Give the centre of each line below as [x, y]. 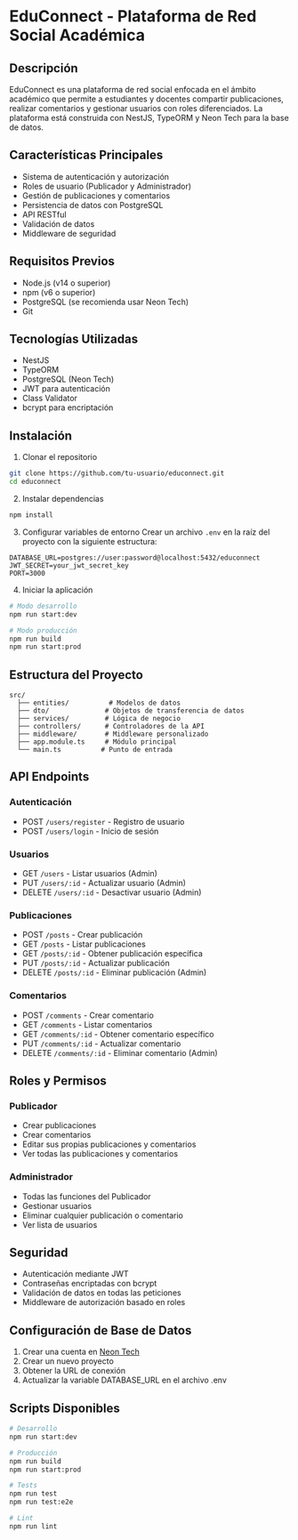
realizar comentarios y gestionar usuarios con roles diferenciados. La [136, 108]
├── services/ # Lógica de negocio [99, 719]
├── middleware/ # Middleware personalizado [113, 734]
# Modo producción [43, 630]
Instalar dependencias [63, 499]
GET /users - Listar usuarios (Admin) [90, 874]
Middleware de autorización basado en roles [104, 1302]
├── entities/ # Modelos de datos [99, 703]
